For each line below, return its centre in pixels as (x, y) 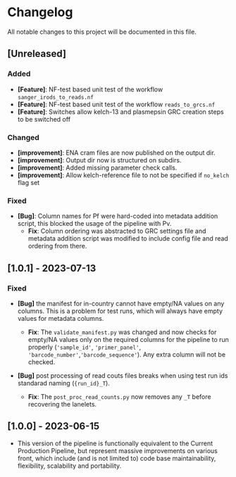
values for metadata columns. (61, 318)
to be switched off (44, 119)
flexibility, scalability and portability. (69, 466)
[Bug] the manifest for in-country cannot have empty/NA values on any (121, 303)
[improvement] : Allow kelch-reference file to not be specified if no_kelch (123, 175)
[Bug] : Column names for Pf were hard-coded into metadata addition (118, 216)
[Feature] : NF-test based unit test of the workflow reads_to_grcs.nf (116, 104)
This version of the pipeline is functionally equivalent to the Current (115, 443)
